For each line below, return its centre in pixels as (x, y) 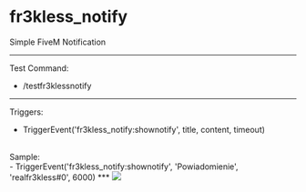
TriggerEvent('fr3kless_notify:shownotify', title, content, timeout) (144, 129)
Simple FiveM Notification (58, 42)
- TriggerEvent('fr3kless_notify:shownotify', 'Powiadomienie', (124, 167)
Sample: (25, 157)
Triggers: (26, 112)
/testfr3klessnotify (57, 86)
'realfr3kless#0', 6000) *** (60, 177)
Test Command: (39, 68)
